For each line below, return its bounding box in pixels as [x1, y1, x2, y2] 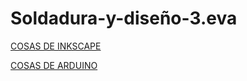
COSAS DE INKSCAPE [10, 40, 102, 52]
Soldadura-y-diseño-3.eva [10, 7, 238, 30]
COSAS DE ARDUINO [10, 59, 98, 71]
